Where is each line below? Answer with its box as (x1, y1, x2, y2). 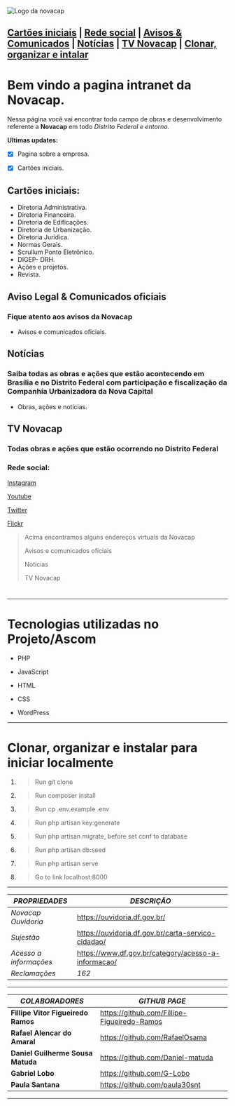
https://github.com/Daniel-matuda (100, 1053, 213, 1062)
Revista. (17, 270, 41, 279)
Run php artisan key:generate (34, 818, 120, 827)
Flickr (7, 519, 23, 528)
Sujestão (10, 933, 40, 942)
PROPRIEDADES (13, 896, 68, 906)
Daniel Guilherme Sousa (10, 1048, 93, 1058)
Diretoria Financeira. (17, 211, 76, 219)
